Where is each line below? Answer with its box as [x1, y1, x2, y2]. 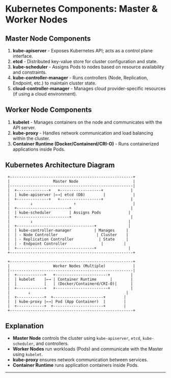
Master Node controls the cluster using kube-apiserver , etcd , [12, 335, 141, 341]
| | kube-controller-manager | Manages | [7, 227, 129, 233]
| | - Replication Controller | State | [7, 237, 129, 242]
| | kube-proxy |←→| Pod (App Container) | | [7, 299, 126, 304]
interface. [12, 53, 33, 59]
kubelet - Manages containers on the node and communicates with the [12, 119, 162, 125]
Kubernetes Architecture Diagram [5, 161, 115, 169]
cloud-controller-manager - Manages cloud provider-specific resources [12, 85, 166, 92]
